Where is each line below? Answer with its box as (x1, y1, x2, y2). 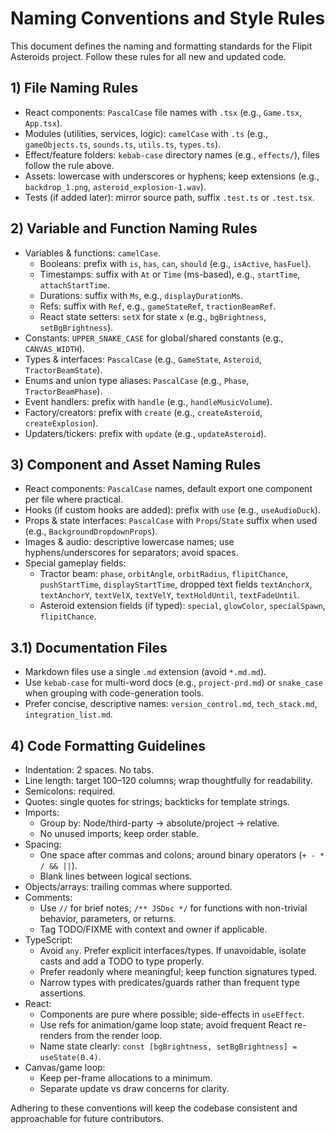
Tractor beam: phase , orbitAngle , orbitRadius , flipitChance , (39, 568, 289, 580)
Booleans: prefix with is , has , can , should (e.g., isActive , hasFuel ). (39, 257, 312, 269)
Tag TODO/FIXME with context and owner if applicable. (39, 923, 268, 935)
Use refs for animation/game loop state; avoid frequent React (39, 1019, 293, 1031)
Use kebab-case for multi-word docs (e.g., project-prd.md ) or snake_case (24, 677, 323, 689)
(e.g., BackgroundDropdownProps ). (24, 525, 158, 537)
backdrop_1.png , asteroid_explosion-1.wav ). (24, 180, 207, 192)
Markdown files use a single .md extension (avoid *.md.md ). (24, 666, 267, 678)
